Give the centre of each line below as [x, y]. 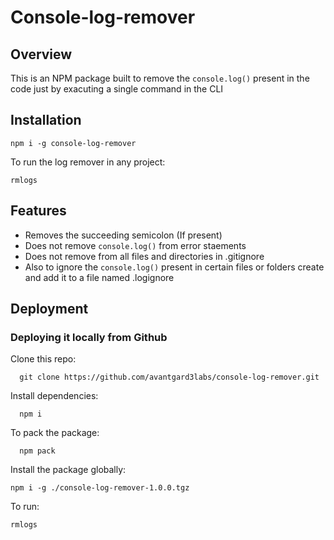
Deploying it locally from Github [89, 337]
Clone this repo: [43, 359]
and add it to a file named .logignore [99, 277]
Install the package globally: [68, 470]
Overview [41, 54]
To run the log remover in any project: [88, 162]
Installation [46, 120]
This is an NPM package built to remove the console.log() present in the [160, 78]
